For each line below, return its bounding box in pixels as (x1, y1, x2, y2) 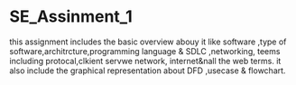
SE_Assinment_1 (9, 6, 133, 27)
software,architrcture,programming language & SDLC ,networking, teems (9, 45, 281, 56)
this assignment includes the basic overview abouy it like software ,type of (9, 36, 287, 47)
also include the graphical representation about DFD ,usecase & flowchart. (9, 65, 286, 76)
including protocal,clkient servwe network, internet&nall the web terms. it (9, 55, 282, 66)
